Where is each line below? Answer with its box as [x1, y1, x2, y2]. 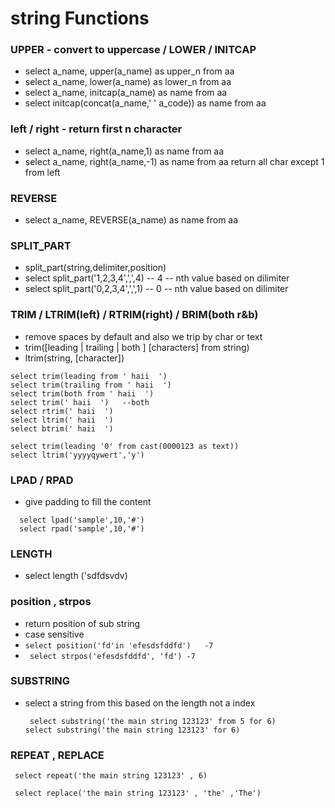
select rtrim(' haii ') [10, 406, 114, 416]
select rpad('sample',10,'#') [19, 523, 145, 534]
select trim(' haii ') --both [10, 397, 150, 407]
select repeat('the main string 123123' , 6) [14, 771, 208, 781]
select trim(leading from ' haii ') [10, 371, 168, 381]
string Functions [10, 7, 150, 30]
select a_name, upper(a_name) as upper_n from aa [24, 65, 235, 77]
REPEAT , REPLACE [10, 748, 105, 762]
